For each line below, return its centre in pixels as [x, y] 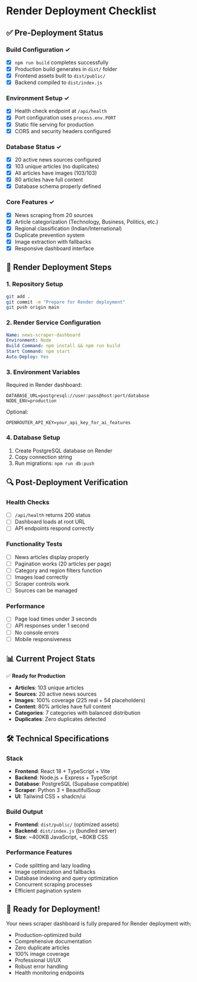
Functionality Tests [34, 544]
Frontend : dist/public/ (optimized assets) [67, 825]
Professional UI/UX [38, 960]
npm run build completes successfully [62, 62]
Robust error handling [41, 966]
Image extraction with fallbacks [53, 241]
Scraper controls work [42, 583]
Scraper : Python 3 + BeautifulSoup [57, 790]
